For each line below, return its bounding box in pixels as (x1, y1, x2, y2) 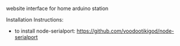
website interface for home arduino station (6, 5, 109, 12)
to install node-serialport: (14, 27, 76, 34)
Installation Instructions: (6, 16, 64, 23)
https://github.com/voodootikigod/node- (77, 27, 174, 34)
